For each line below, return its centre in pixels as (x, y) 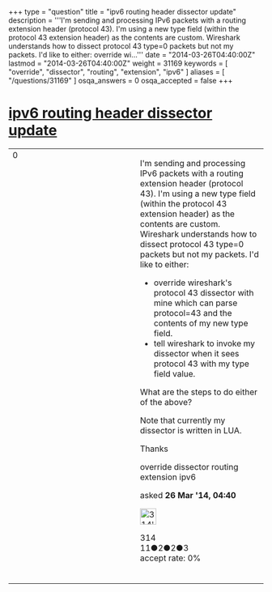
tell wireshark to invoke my (204, 343)
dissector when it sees (196, 353)
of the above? (166, 402)
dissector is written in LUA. (191, 430)
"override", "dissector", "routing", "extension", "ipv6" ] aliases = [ (117, 72)
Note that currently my (183, 420)
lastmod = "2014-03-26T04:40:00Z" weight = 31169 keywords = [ (118, 63)
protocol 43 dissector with (204, 292)
